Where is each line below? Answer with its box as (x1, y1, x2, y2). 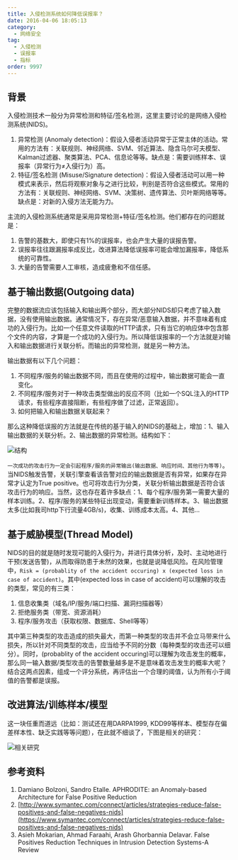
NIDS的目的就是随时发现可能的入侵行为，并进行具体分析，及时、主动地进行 (7, 548, 227, 557)
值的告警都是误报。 (7, 676, 64, 685)
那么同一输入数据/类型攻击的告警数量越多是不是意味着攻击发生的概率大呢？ (7, 658, 227, 667)
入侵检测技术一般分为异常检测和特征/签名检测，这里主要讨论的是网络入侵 (7, 111, 221, 120)
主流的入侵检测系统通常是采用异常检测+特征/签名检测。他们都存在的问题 (7, 212, 219, 221)
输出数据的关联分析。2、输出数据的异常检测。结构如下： (7, 431, 173, 440)
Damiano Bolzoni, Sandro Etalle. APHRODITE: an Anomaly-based (17, 785, 207, 793)
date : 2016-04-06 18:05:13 (7, 17, 87, 24)
